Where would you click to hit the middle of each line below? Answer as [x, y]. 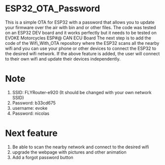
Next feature [31, 133]
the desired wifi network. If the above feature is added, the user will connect [82, 53]
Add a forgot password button [43, 157]
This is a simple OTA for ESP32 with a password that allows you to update [80, 22]
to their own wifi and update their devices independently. [63, 59]
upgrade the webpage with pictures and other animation [69, 152]
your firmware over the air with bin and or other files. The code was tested [81, 27]
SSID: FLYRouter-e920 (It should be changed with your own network [82, 92]
